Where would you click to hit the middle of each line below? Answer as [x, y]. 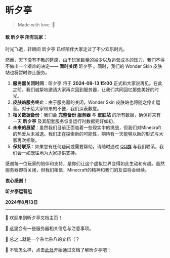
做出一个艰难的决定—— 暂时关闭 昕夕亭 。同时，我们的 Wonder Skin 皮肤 [86, 66]
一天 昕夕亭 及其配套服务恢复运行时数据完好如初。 [65, 121]
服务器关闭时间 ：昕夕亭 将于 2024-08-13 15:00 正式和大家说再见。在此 [88, 83]
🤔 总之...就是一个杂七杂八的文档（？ [42, 239]
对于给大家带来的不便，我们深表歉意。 [61, 109]
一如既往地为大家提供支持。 [50, 153]
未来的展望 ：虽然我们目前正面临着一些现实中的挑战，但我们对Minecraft [87, 127]
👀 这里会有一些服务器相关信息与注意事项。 [50, 229]
